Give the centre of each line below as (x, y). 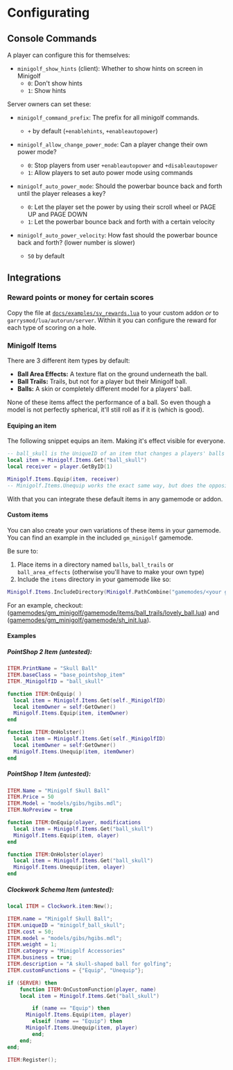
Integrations (34, 278)
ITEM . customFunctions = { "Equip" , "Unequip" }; (76, 970)
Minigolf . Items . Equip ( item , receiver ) (63, 479)
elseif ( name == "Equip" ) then (77, 1021)
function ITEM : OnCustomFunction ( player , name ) (88, 989)
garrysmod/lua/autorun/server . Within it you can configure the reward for (112, 320)
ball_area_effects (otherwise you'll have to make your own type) (111, 571)
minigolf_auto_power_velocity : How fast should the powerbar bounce (118, 235)
